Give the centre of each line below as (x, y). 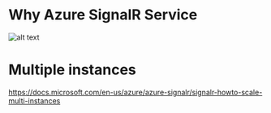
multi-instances (34, 100)
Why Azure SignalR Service (103, 15)
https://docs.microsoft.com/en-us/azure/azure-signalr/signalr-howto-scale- (135, 92)
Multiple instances (72, 70)
